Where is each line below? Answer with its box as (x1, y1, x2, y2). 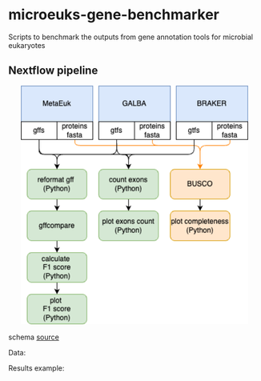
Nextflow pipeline (8, 64, 98, 78)
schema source (8, 332, 60, 342)
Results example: (8, 363, 65, 373)
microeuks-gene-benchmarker (8, 6, 220, 24)
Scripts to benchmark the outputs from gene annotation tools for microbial (8, 32, 254, 42)
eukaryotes (8, 40, 46, 50)
